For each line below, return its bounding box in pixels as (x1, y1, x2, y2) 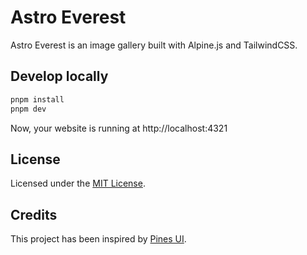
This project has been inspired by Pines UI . (10, 233, 187, 245)
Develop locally (10, 68, 109, 85)
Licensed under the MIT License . (10, 177, 146, 190)
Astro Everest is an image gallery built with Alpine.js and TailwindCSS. (10, 39, 298, 51)
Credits (10, 206, 58, 223)
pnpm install (10, 94, 65, 105)
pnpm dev (10, 104, 47, 114)
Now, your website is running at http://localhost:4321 (10, 122, 228, 134)
